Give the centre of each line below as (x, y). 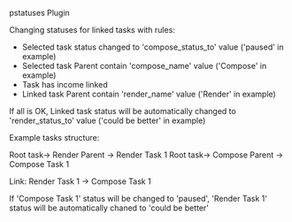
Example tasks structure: (54, 138)
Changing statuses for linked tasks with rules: (92, 30)
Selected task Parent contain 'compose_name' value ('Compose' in (144, 66)
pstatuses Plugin (40, 13)
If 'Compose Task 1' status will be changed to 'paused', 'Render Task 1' (138, 199)
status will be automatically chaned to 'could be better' (109, 208)
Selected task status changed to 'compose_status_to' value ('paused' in (153, 47)
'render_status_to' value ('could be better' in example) (108, 120)
